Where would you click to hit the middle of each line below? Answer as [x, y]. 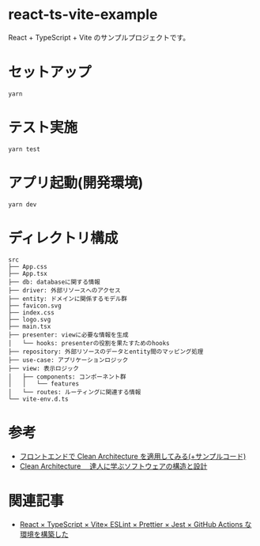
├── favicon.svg [35, 306]
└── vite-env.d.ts [38, 399]
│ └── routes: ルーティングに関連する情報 [75, 392]
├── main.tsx [30, 326]
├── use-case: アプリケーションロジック [68, 360]
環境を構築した [44, 534]
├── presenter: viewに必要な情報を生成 [68, 335]
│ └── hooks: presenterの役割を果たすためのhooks [89, 343]
